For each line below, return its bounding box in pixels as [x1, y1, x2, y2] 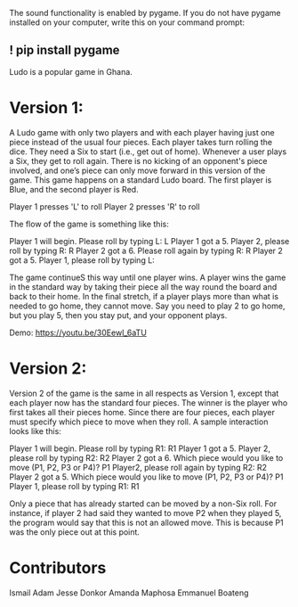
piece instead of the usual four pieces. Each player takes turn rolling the [9, 136, 273, 147]
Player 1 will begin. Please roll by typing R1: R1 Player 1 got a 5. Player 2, [9, 443, 271, 454]
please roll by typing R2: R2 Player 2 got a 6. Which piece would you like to [9, 452, 284, 463]
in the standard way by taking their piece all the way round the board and [9, 281, 278, 292]
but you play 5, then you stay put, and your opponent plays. [9, 309, 228, 320]
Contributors [9, 557, 107, 578]
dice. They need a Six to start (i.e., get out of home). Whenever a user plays [9, 146, 287, 157]
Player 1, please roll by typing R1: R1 [9, 480, 140, 491]
